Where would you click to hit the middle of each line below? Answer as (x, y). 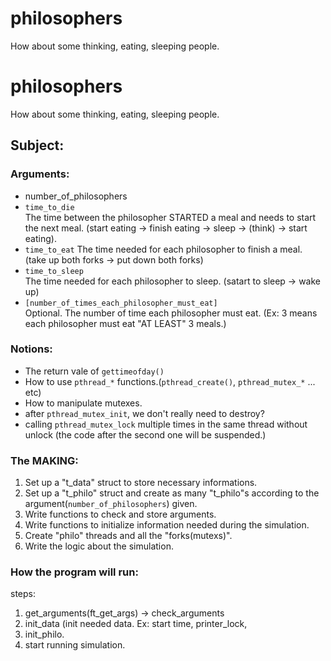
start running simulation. (75, 645)
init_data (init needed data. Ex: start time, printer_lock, (136, 624)
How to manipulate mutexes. (83, 403)
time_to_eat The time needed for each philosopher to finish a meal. (163, 249)
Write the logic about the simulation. (99, 546)
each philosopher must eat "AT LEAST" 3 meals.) (125, 323)
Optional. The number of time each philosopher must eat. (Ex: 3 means (171, 313)
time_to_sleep (54, 271)
